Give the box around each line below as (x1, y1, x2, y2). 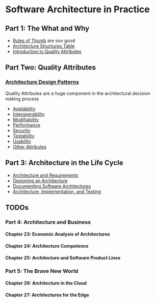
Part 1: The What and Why (5, 24, 90, 33)
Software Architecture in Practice (5, 4, 150, 15)
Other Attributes (12, 143, 47, 149)
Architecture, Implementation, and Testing (12, 188, 101, 194)
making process (5, 96, 39, 102)
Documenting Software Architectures (12, 183, 91, 189)
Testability (12, 133, 35, 139)
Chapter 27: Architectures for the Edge (5, 292, 89, 298)
